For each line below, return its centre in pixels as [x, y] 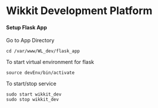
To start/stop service [31, 84]
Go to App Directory [30, 41]
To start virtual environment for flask [50, 62]
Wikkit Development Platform [79, 11]
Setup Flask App [27, 27]
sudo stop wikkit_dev [33, 100]
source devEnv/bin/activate [41, 73]
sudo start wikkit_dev [34, 95]
